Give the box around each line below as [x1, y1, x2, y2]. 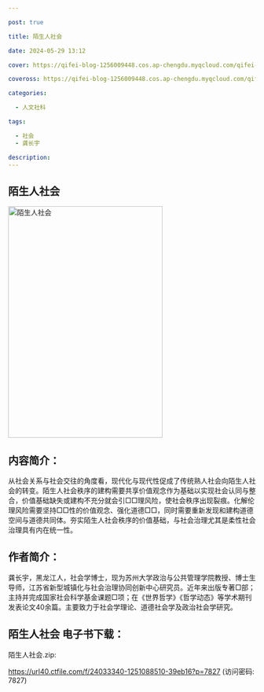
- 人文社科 [15, 104, 46, 112]
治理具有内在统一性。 [8, 525, 77, 535]
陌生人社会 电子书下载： [8, 628, 124, 641]
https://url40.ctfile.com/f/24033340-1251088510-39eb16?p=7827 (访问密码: [8, 666, 255, 676]
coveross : [8, 75, 41, 83]
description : [8, 153, 51, 161]
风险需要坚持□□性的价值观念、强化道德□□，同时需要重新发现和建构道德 [14, 506, 254, 515]
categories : [8, 90, 47, 98]
